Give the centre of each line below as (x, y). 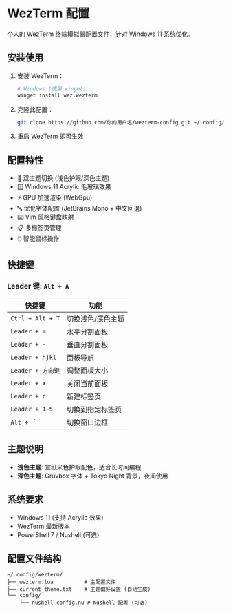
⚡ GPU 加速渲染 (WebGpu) (55, 197)
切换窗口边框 (87, 422)
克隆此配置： (35, 109)
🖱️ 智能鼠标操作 (38, 239)
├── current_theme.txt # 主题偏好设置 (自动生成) (79, 590)
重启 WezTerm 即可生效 (50, 136)
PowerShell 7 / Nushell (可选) (58, 534)
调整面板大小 (87, 371)
